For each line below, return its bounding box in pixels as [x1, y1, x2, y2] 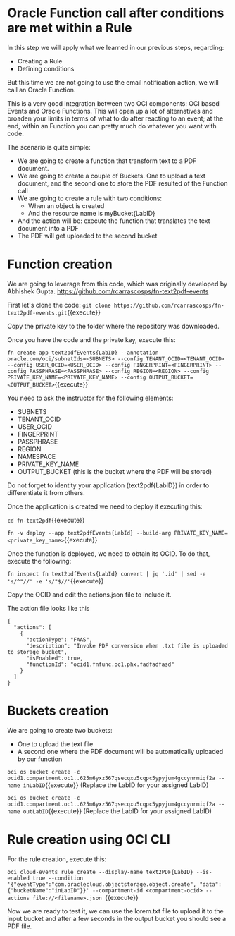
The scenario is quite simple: [7, 142, 91, 151]
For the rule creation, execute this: [7, 855, 107, 863]
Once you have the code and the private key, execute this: [7, 335, 176, 344]
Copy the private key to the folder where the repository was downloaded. [7, 322, 220, 330]
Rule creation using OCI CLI [7, 832, 170, 847]
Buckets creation [7, 703, 109, 719]
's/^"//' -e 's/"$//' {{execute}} [7, 576, 104, 585]
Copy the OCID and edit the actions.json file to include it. [7, 590, 172, 599]
